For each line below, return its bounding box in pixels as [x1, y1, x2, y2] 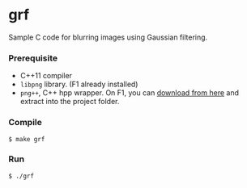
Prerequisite [8, 52, 58, 64]
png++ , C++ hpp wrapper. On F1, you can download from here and [19, 88, 239, 98]
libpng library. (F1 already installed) [19, 79, 138, 90]
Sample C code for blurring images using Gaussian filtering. [8, 32, 208, 42]
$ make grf [8, 135, 45, 143]
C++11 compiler [19, 71, 73, 81]
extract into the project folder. [19, 97, 120, 107]
